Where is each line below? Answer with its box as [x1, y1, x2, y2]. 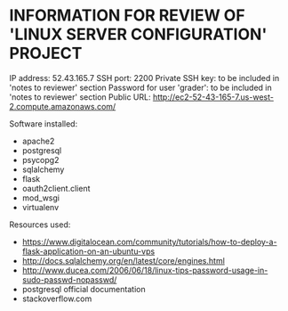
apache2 [21, 135, 55, 146]
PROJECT [9, 44, 83, 63]
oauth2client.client [21, 183, 91, 193]
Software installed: [9, 118, 78, 129]
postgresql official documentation [21, 283, 146, 294]
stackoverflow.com [21, 293, 92, 304]
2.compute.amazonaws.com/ [9, 101, 116, 111]
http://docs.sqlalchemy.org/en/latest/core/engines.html [21, 255, 225, 266]
